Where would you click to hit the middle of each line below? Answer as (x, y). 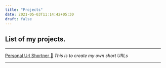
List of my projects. (35, 39)
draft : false (19, 19)
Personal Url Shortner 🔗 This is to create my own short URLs (67, 56)
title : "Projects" (24, 10)
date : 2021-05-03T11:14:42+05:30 (40, 14)
